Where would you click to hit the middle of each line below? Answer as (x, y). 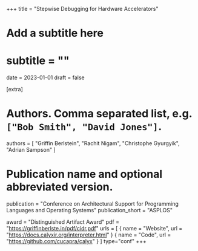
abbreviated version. (60, 187)
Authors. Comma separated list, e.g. (99, 114)
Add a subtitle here (55, 33)
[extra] (15, 90)
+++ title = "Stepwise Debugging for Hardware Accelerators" (82, 9)
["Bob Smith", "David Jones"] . (84, 127)
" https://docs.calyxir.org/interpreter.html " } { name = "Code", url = (89, 235)
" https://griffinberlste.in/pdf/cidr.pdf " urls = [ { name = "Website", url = (94, 228)
